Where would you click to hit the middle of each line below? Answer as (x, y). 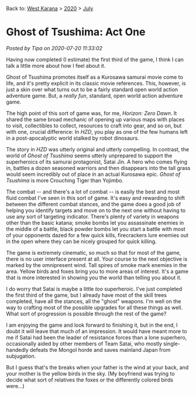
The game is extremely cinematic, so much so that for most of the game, (94, 252)
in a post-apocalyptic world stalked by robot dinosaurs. (73, 138)
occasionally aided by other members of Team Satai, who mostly (84, 344)
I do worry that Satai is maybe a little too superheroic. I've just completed (94, 289)
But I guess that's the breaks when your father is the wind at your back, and (97, 367)
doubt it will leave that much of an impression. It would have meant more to (97, 331)
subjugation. (21, 356)
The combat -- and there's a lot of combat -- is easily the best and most (93, 192)
